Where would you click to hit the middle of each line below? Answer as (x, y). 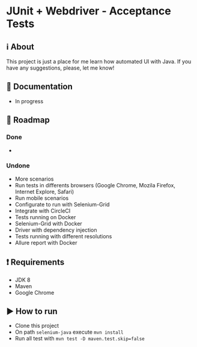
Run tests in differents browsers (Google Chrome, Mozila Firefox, (95, 185)
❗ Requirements (35, 262)
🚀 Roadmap (28, 120)
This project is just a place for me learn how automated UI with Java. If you (99, 62)
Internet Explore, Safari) (44, 192)
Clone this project (37, 326)
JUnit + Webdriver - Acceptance (89, 11)
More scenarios (34, 179)
